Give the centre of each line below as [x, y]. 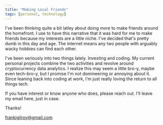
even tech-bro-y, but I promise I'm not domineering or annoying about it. [78, 73]
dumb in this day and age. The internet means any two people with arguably [81, 43]
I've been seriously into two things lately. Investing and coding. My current [80, 58]
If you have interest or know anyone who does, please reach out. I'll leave [79, 93]
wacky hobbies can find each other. [41, 49]
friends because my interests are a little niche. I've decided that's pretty [77, 38]
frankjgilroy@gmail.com [29, 117]
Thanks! [13, 108]
